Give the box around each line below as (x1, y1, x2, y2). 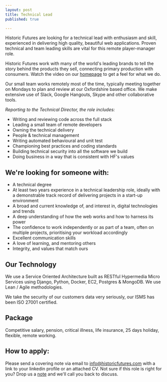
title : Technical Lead (5, 12, 52, 17)
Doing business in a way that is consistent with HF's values (12, 154, 134, 160)
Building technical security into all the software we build (12, 149, 128, 155)
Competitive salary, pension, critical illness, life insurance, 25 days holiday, (5, 327, 159, 333)
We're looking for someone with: (5, 168, 109, 177)
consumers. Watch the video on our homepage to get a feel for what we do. (5, 71, 161, 77)
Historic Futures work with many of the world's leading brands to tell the (5, 61, 154, 67)
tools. (5, 97, 17, 103)
